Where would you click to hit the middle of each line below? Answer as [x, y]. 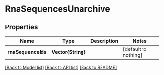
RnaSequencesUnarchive [58, 9]
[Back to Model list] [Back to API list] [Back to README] [61, 67]
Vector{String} [68, 52]
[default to [135, 49]
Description [104, 41]
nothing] [133, 55]
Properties [21, 27]
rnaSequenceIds [27, 52]
